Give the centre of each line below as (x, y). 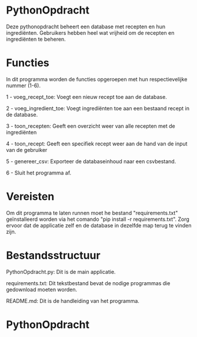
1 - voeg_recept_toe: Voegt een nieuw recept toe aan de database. (87, 97)
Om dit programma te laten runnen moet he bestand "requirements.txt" (92, 213)
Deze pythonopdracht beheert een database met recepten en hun (86, 27)
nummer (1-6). (24, 85)
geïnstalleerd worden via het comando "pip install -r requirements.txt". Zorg (98, 219)
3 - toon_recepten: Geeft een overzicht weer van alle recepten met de (91, 126)
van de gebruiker (27, 150)
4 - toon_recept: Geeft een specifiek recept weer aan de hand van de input (97, 143)
